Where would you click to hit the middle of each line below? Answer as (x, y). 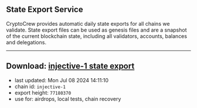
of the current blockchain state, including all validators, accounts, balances (97, 36)
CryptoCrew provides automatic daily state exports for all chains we (88, 23)
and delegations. (26, 42)
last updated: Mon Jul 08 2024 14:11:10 (62, 80)
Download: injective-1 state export (70, 66)
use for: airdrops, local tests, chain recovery (68, 99)
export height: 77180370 (43, 92)
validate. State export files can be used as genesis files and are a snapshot (96, 30)
